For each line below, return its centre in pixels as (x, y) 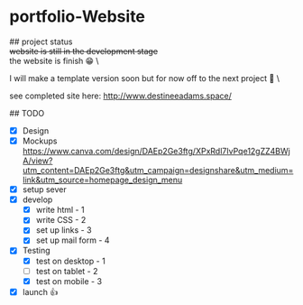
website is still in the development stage (84, 51)
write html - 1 (60, 210)
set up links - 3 (64, 230)
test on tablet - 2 (67, 271)
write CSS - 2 (61, 220)
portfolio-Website (78, 17)
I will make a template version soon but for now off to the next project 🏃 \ (144, 78)
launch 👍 (40, 291)
